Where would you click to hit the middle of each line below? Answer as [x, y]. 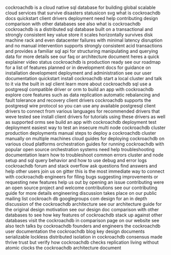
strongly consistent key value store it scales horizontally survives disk [79, 35]
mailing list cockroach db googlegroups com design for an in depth [76, 198]
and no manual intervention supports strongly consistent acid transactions [84, 45]
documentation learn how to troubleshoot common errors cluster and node [84, 155]
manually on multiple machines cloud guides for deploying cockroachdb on [85, 139]
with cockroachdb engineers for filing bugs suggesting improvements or [82, 177]
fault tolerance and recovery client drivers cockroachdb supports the [78, 100]
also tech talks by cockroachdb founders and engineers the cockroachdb [83, 226]
